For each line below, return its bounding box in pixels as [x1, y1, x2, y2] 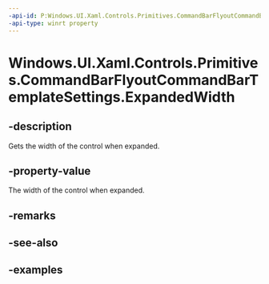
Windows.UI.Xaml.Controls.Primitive [8, 54, 259, 72]
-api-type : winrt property [8, 19, 98, 27]
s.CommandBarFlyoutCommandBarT [8, 71, 259, 89]
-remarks [8, 209, 56, 222]
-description [8, 120, 72, 133]
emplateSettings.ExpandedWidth [8, 87, 235, 106]
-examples [8, 263, 63, 277]
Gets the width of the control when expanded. [8, 141, 160, 151]
